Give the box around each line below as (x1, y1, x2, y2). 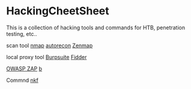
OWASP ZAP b (6, 65, 43, 72)
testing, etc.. (6, 30, 37, 37)
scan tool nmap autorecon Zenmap (6, 42, 93, 49)
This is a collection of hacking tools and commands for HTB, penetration (6, 24, 185, 31)
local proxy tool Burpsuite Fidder (6, 53, 87, 60)
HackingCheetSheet (6, 4, 109, 18)
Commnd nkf (6, 76, 39, 84)
